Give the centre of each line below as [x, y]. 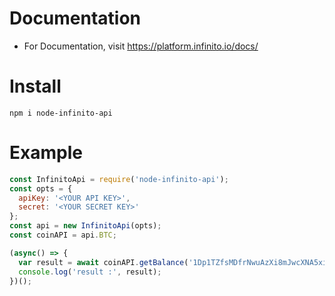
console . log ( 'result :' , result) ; [90, 272]
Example [46, 153]
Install [35, 86]
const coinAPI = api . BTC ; [63, 235]
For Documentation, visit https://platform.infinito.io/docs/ [141, 46]
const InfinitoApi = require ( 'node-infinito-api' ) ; [119, 179]
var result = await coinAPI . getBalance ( [103, 262]
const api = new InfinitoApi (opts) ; [85, 226]
